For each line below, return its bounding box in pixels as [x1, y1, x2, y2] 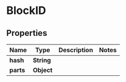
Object [32, 66, 53, 74]
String [32, 56, 51, 64]
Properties [6, 28, 47, 38]
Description [58, 46, 93, 54]
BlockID [6, 4, 47, 18]
